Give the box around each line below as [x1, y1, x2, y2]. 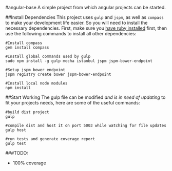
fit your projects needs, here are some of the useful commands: [5, 100, 140, 105]
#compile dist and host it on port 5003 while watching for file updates [5, 123, 167, 128]
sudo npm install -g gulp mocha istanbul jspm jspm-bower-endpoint [5, 58, 153, 63]
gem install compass [5, 45, 50, 50]
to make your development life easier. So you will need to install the [5, 20, 148, 26]
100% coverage [12, 160, 46, 166]
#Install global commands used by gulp [5, 54, 91, 59]
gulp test [5, 141, 27, 146]
